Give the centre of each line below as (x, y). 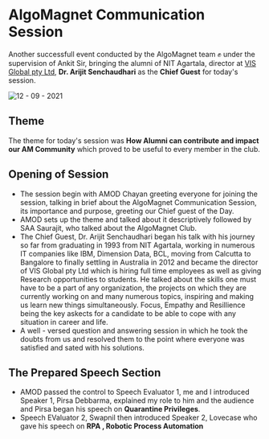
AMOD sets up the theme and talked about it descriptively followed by (136, 219)
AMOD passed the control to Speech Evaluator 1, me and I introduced (134, 392)
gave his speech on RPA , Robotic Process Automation (112, 426)
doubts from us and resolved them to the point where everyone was (132, 338)
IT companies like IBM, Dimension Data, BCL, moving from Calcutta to (135, 253)
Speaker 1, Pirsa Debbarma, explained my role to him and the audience (137, 400)
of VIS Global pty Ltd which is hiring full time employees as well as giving (141, 270)
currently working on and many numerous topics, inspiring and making (137, 296)
